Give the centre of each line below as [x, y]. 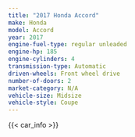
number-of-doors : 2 [40, 81]
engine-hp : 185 [33, 52]
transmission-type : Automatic [57, 67]
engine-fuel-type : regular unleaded [67, 45]
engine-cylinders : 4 [42, 59]
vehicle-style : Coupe [43, 103]
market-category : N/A [43, 88]
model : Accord [31, 30]
